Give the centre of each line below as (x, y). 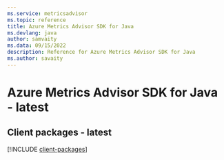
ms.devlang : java (32, 33)
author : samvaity (32, 39)
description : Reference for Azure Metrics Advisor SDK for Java (101, 52)
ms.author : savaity (35, 59)
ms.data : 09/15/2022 (37, 46)
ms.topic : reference (37, 20)
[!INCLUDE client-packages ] (47, 149)
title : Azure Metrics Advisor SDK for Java (71, 26)
